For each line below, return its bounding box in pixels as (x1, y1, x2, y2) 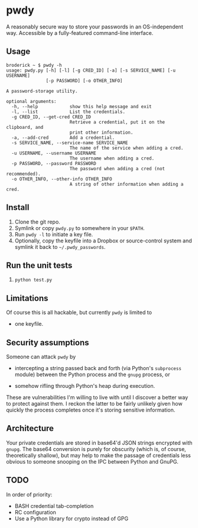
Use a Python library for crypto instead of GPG (14, 515, 129, 522)
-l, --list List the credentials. (11, 109, 126, 115)
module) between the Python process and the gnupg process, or (14, 371, 170, 378)
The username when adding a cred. (69, 155, 155, 161)
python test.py (14, 277, 53, 283)
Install (6, 202, 30, 213)
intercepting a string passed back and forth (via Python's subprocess (14, 365, 182, 371)
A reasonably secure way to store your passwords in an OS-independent (6, 23, 183, 30)
